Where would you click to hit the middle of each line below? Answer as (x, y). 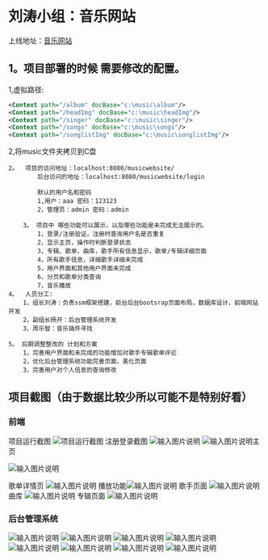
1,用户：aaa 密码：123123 (77, 202)
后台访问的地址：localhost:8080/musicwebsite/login (121, 177)
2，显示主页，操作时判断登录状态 (84, 243)
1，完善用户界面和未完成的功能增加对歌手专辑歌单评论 (100, 353)
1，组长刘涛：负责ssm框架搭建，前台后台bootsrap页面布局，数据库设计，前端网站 (141, 303)
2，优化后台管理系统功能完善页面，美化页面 (85, 362)
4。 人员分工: (31, 295)
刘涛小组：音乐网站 (72, 17)
